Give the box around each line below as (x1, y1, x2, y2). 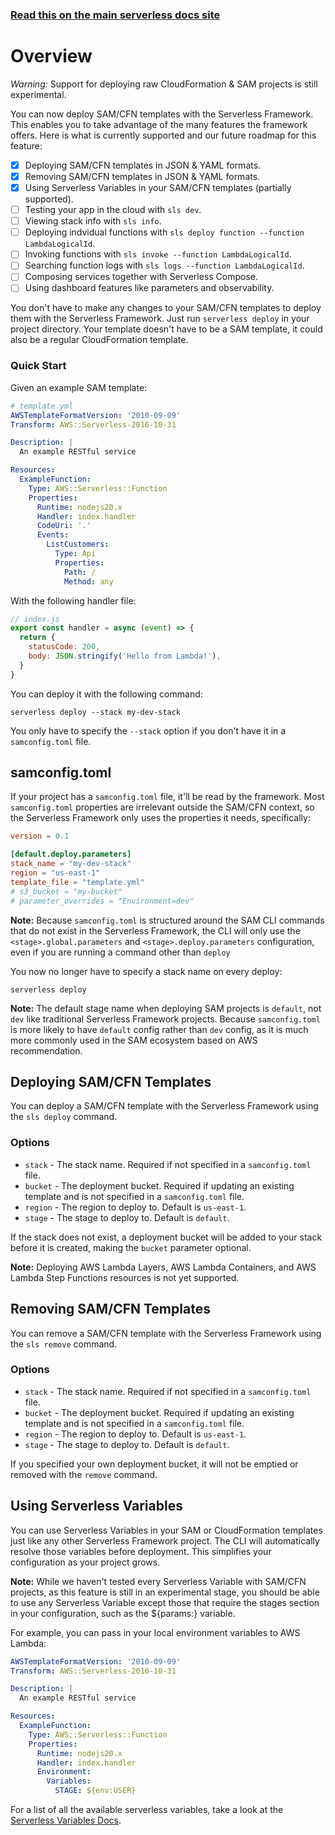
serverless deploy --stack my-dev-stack (10, 707, 182, 717)
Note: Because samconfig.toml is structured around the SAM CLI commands (10, 914, 325, 926)
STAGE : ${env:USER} (54, 1786, 137, 1796)
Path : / (63, 567, 97, 577)
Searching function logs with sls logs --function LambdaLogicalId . (24, 259, 305, 272)
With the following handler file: (10, 594, 137, 607)
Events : (36, 530, 70, 540)
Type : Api (54, 549, 97, 559)
